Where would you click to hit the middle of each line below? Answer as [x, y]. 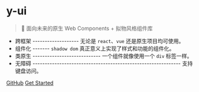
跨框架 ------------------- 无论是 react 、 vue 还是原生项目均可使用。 [99, 41]
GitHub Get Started [30, 82]
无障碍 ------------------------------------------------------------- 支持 [104, 63]
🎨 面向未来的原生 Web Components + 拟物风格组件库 [87, 28]
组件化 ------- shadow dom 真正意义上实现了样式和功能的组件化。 [95, 48]
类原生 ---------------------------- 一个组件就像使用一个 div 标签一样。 [104, 56]
